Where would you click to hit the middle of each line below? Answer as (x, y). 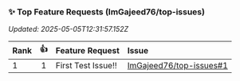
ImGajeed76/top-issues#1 (178, 66)
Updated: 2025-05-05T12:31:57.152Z (69, 29)
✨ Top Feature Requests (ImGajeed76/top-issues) (107, 12)
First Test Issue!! (86, 66)
